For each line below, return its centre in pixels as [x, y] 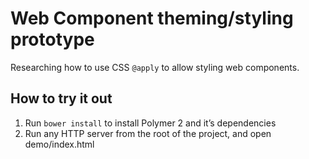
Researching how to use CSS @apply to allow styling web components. [155, 67]
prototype [52, 39]
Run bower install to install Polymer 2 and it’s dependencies [150, 123]
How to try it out [61, 98]
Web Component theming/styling [152, 18]
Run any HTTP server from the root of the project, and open [148, 133]
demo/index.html [59, 144]
